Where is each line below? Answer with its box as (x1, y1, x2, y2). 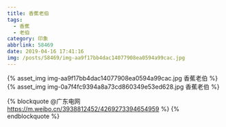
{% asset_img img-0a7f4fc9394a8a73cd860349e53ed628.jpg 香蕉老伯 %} (7, 83, 220, 91)
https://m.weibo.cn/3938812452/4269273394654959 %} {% (7, 104, 180, 113)
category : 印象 (7, 36, 49, 42)
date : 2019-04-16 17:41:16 (7, 48, 84, 55)
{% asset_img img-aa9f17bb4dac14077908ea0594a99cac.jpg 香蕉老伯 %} (7, 74, 218, 82)
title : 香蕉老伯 (7, 10, 49, 17)
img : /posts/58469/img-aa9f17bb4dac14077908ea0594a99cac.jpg (7, 55, 186, 61)
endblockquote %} (7, 112, 60, 120)
